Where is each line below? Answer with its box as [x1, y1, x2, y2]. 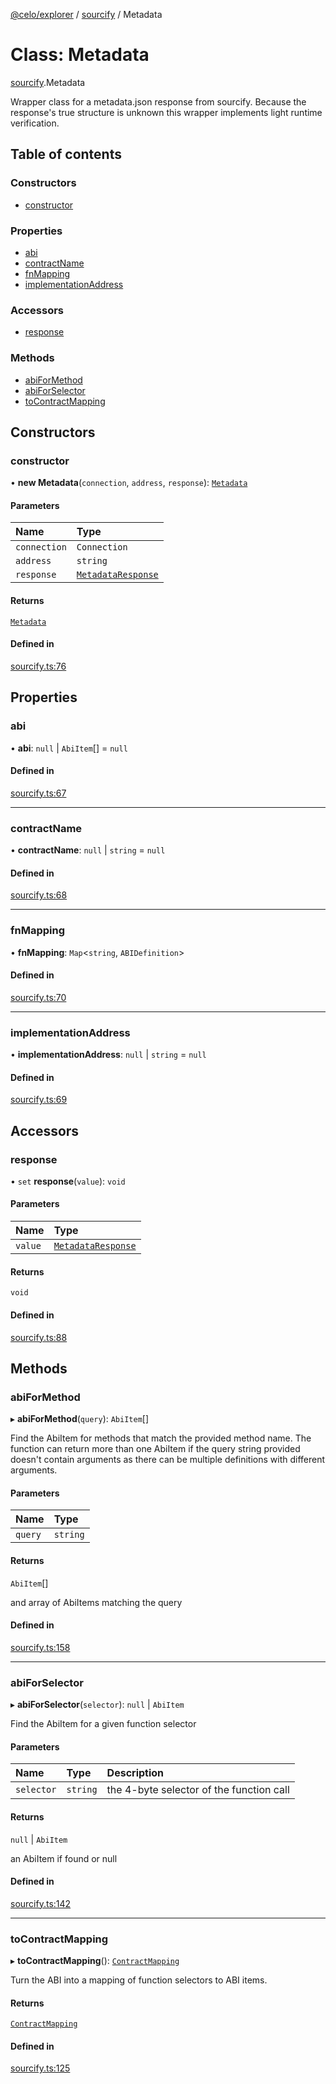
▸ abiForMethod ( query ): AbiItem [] [10, 1413, 150, 1425]
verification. [10, 117, 60, 129]
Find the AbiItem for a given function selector [10, 1718, 197, 1730]
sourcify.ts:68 [10, 889, 68, 901]
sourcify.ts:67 [10, 787, 67, 799]
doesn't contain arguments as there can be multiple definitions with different [10, 1454, 326, 1466]
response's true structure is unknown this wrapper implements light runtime [10, 106, 323, 118]
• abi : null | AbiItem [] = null [10, 742, 128, 754]
